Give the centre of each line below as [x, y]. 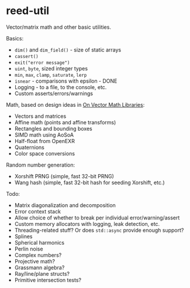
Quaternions [30, 147]
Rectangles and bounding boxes [53, 128]
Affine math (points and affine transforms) [65, 122]
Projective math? [35, 261]
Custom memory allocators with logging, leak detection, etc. [87, 223]
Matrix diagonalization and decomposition [65, 205]
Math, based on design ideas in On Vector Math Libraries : [75, 104]
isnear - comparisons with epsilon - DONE [66, 81]
